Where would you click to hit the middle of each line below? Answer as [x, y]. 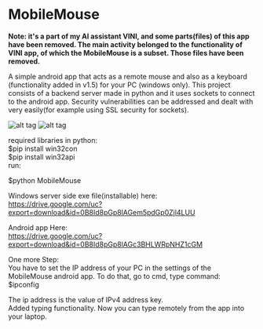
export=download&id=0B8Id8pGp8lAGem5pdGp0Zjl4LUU [102, 212]
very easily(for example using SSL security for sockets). [99, 110]
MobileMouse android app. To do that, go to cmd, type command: [115, 276]
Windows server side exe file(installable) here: [83, 196]
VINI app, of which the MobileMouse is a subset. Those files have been [126, 53]
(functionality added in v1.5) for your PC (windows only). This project [119, 85]
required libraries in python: [53, 140]
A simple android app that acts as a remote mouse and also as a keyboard [128, 76]
